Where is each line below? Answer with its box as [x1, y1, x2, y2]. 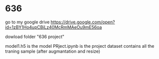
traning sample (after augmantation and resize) [5, 48, 100, 54]
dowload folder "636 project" [5, 34, 65, 39]
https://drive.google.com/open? [51, 19, 115, 25]
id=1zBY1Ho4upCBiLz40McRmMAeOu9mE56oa [5, 24, 102, 30]
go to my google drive [5, 19, 50, 25]
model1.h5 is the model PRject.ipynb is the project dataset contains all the [5, 43, 155, 49]
